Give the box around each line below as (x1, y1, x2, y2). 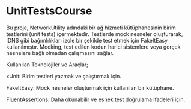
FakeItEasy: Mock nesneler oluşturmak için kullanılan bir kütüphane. (6, 84, 174, 91)
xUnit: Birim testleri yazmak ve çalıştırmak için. (6, 72, 121, 80)
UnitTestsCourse (6, 4, 92, 18)
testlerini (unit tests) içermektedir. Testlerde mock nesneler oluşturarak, (6, 30, 183, 37)
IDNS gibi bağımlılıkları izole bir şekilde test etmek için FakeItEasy (6, 37, 168, 44)
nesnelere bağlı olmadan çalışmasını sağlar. (6, 49, 114, 56)
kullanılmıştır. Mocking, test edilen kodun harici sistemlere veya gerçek (6, 43, 181, 50)
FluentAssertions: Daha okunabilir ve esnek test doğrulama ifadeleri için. (6, 96, 186, 103)
